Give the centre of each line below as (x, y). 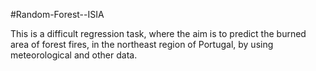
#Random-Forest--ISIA (57, 14)
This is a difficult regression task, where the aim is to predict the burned (158, 33)
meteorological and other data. (74, 55)
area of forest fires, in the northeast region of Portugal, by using (142, 44)
